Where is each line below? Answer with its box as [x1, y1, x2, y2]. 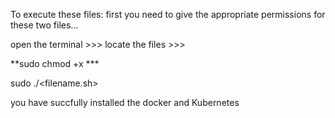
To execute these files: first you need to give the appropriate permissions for [10, 9, 326, 20]
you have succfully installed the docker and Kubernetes [10, 97, 240, 108]
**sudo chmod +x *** [10, 58, 100, 69]
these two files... [10, 19, 79, 31]
